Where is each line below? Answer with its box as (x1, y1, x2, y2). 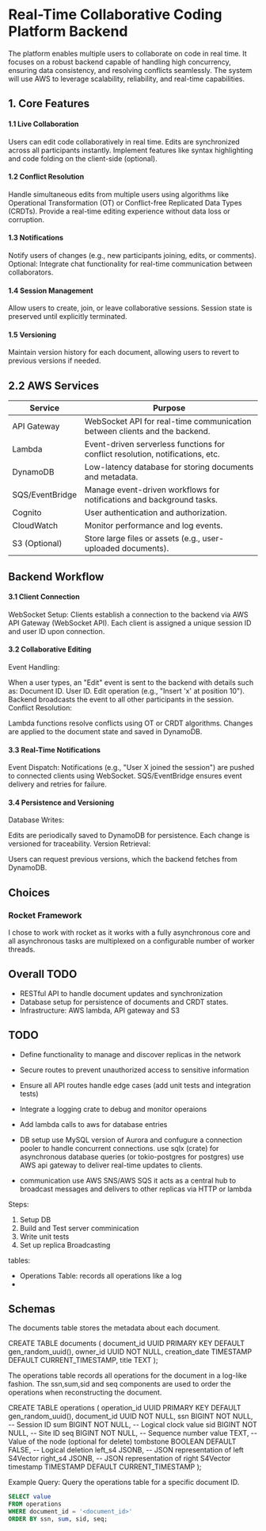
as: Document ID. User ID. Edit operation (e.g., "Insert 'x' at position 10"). (8, 686, 245, 695)
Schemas (8, 1302, 55, 1316)
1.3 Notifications (8, 233, 63, 243)
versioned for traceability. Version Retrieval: (8, 839, 151, 848)
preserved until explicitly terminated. (8, 312, 128, 321)
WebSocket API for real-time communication (84, 416, 252, 427)
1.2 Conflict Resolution (8, 172, 85, 182)
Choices (8, 886, 50, 899)
